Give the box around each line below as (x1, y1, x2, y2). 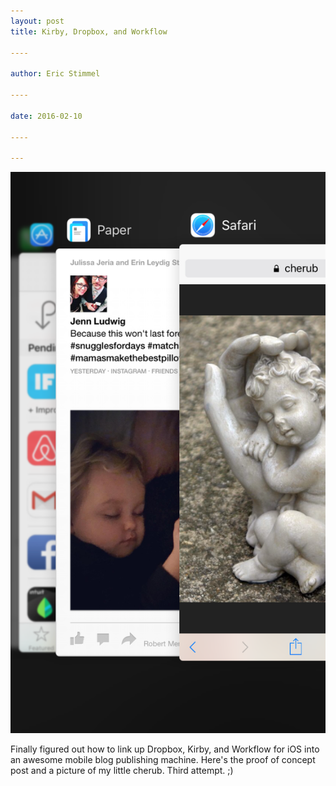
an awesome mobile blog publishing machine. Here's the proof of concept (10, 753, 316, 765)
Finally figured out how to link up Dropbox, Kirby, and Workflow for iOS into (10, 743, 320, 755)
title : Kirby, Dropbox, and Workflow (10, 26, 168, 37)
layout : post (10, 16, 65, 26)
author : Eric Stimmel (10, 69, 101, 79)
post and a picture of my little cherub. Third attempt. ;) (10, 764, 234, 776)
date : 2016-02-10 (10, 111, 83, 121)
